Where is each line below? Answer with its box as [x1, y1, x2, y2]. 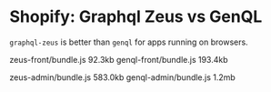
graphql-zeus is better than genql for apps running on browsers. [9, 36, 248, 47]
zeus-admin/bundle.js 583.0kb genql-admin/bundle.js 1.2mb [9, 71, 236, 83]
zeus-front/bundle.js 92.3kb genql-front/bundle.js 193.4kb [9, 54, 228, 65]
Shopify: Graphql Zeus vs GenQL [9, 6, 263, 27]
